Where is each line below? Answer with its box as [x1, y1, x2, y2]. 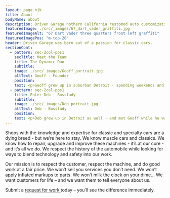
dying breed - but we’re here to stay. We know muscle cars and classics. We [5, 135, 165, 141]
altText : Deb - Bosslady [14, 106, 67, 111]
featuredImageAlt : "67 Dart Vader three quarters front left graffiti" [5, 31, 159, 36]
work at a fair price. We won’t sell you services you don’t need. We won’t [5, 166, 157, 172]
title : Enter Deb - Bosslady [14, 92, 76, 97]
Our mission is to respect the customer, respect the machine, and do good [5, 161, 160, 167]
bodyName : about [5, 17, 39, 22]
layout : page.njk [5, 7, 42, 13]
